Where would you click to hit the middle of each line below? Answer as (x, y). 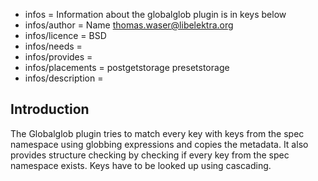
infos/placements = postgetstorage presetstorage (127, 67)
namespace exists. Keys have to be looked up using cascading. (141, 165)
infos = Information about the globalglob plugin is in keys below (155, 14)
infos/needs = (53, 46)
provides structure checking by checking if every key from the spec (150, 155)
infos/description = (64, 78)
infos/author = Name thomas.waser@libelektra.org (129, 25)
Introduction (50, 109)
